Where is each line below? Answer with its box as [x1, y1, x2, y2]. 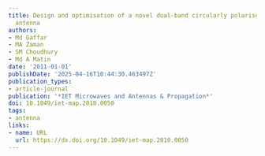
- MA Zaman [8, 41, 44, 49]
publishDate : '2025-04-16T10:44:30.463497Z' [8, 70, 157, 78]
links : [8, 121, 30, 129]
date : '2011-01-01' [8, 63, 73, 71]
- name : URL [8, 128, 47, 136]
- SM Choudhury [8, 48, 58, 56]
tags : [8, 107, 26, 115]
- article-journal [8, 84, 69, 93]
